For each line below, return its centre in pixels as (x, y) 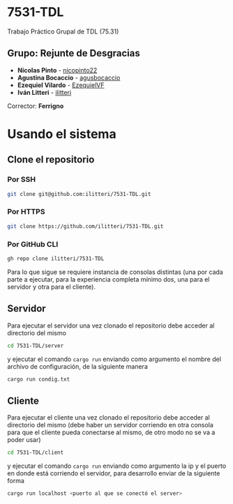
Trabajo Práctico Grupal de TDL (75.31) (63, 31)
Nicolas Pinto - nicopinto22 (57, 70)
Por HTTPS (26, 212)
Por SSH (22, 180)
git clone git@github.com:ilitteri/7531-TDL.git (79, 194)
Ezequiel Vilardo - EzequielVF (61, 85)
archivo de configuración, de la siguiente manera (77, 366)
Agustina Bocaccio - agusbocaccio (69, 77)
